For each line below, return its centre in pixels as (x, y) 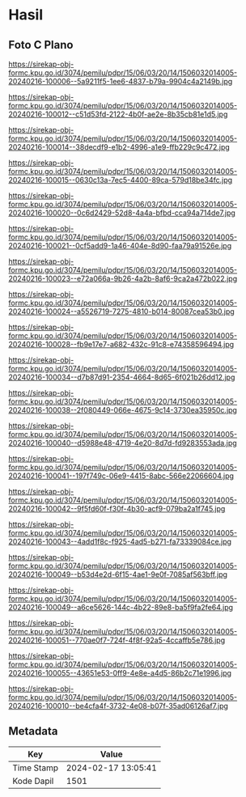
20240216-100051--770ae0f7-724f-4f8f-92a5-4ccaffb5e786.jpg (117, 640)
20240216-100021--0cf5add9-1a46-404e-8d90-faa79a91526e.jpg (120, 246)
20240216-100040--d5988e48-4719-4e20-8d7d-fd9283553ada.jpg (123, 443)
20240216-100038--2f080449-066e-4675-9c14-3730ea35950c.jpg (123, 410)
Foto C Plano (41, 45)
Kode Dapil (33, 781)
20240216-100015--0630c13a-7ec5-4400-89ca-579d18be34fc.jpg (121, 180)
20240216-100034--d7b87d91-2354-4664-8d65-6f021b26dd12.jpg (122, 377)
